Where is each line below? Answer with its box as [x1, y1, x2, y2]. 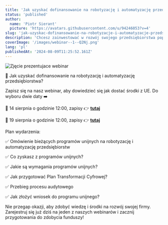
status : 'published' [5, 12, 48, 17]
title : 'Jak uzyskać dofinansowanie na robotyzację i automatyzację [5, 7, 151, 12]
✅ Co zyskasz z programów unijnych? [5, 153, 83, 159]
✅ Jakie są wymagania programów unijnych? [5, 163, 98, 169]
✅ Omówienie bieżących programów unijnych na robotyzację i [5, 138, 133, 144]
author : [5, 16, 21, 21]
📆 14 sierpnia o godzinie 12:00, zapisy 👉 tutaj [5, 105, 100, 111]
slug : [5, 30, 16, 35]
